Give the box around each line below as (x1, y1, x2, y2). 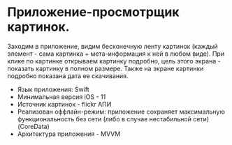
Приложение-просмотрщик (7, 4, 180, 20)
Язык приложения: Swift (17, 85, 89, 93)
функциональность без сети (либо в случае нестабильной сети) (17, 114, 210, 123)
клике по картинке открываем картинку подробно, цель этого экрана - (7, 56, 222, 65)
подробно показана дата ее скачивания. (7, 71, 129, 80)
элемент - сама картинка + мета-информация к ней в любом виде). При (7, 49, 225, 58)
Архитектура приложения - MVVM (17, 130, 121, 138)
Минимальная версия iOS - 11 (17, 92, 106, 101)
